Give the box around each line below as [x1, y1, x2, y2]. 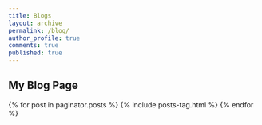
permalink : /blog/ [8, 26, 69, 34]
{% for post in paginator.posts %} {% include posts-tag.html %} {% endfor [8, 99, 254, 109]
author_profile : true [8, 34, 81, 42]
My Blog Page [8, 79, 78, 92]
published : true [8, 49, 62, 57]
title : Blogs [8, 11, 52, 20]
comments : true [8, 42, 59, 50]
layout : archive [8, 19, 62, 27]
